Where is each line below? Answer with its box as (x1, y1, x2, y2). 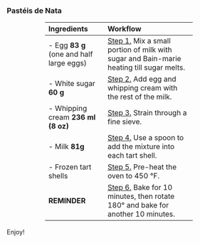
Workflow (107, 24, 142, 34)
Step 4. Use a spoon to (107, 133, 184, 143)
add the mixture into (107, 141, 175, 151)
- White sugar (48, 79, 95, 89)
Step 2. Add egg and (107, 74, 177, 84)
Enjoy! (6, 228, 26, 237)
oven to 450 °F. (107, 171, 160, 181)
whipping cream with (107, 83, 178, 93)
